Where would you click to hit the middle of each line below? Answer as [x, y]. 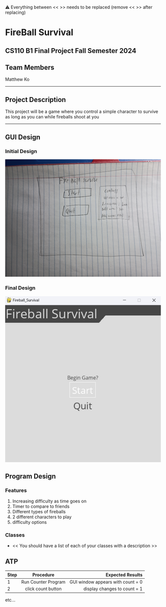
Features [16, 490]
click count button [43, 589]
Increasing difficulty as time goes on [49, 501]
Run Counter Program [43, 582]
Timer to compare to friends [41, 506]
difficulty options [29, 522]
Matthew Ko [17, 79]
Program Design [30, 476]
